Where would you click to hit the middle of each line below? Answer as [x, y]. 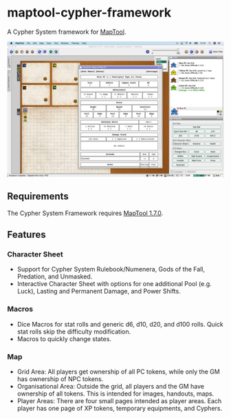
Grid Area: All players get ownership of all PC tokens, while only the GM [118, 372]
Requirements [38, 197]
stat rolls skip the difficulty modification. [74, 331]
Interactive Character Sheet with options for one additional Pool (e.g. [114, 284]
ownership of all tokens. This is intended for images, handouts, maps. [115, 394]
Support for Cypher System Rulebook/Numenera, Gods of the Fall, [111, 269]
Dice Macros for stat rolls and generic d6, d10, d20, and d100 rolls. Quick [120, 324]
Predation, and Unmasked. [55, 276]
